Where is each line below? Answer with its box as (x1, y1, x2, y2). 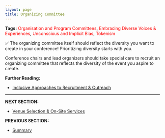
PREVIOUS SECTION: (5, 117, 49, 123)
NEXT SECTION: (5, 99, 39, 105)
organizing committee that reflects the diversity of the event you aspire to (5, 60, 154, 66)
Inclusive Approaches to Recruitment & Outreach (12, 84, 111, 90)
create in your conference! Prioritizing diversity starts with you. (5, 45, 133, 52)
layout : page (5, 7, 32, 12)
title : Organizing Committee (5, 12, 65, 17)
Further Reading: (5, 75, 41, 81)
